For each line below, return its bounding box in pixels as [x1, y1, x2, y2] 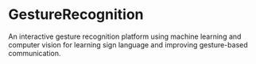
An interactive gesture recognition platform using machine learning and [8, 32, 242, 41]
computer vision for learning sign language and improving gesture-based [8, 40, 248, 49]
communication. [8, 48, 61, 58]
